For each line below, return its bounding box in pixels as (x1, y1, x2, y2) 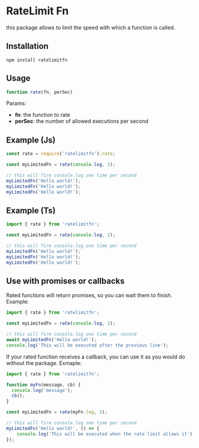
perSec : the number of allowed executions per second (14, 118, 149, 125)
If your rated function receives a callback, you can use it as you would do (6, 353, 185, 360)
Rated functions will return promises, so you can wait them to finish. (6, 292, 172, 299)
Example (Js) (6, 135, 56, 145)
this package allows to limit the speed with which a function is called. (6, 24, 175, 31)
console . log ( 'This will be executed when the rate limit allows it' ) (17, 431, 193, 437)
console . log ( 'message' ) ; (11, 387, 73, 393)
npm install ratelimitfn (6, 57, 68, 63)
